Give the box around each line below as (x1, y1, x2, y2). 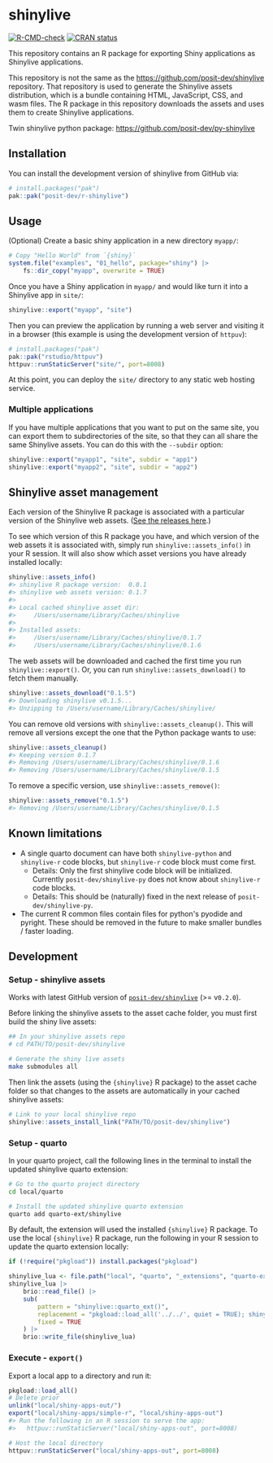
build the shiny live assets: (8, 1017, 97, 1027)
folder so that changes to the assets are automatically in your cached (8, 1085, 240, 1096)
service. (8, 383, 36, 393)
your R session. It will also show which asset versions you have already (8, 549, 247, 558)
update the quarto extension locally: (8, 1242, 129, 1251)
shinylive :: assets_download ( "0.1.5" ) (8, 690, 136, 698)
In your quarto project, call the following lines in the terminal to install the (8, 1155, 252, 1165)
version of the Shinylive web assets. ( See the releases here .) (8, 515, 211, 526)
